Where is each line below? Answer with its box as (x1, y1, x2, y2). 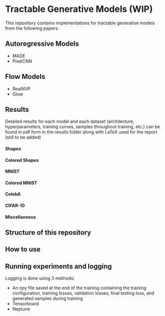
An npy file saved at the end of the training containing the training (12, 285, 147, 291)
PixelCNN (12, 58, 32, 64)
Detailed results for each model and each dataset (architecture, (5, 118, 135, 125)
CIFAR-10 (5, 202, 25, 208)
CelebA (5, 191, 21, 197)
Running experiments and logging (5, 262, 112, 270)
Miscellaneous (5, 214, 36, 220)
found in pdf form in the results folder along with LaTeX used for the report (5, 129, 158, 135)
